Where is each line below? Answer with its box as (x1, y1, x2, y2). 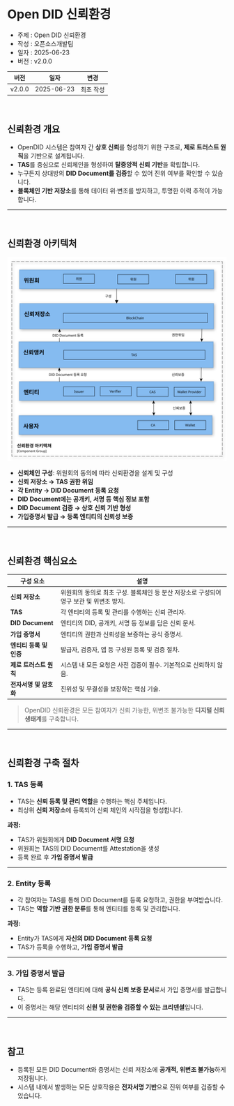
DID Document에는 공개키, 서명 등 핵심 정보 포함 (17, 495, 150, 503)
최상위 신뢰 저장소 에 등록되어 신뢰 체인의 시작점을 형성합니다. (17, 805, 183, 814)
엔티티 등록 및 (10, 641, 47, 649)
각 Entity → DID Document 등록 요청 (17, 486, 120, 495)
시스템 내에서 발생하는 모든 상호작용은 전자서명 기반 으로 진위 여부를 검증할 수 (17, 1083, 226, 1091)
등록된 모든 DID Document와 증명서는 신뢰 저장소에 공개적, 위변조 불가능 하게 (17, 1066, 226, 1074)
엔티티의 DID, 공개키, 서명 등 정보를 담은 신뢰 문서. (60, 619, 196, 627)
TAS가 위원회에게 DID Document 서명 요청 (17, 835, 134, 844)
